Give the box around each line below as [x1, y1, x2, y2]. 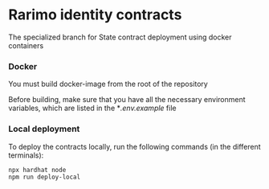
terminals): [8, 150, 44, 160]
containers [8, 40, 44, 50]
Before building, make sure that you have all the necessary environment [8, 95, 247, 105]
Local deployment [8, 123, 80, 134]
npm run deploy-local [8, 173, 81, 182]
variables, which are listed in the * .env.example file [8, 103, 177, 113]
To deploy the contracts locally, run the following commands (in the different [8, 142, 261, 151]
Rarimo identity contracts [8, 6, 182, 24]
